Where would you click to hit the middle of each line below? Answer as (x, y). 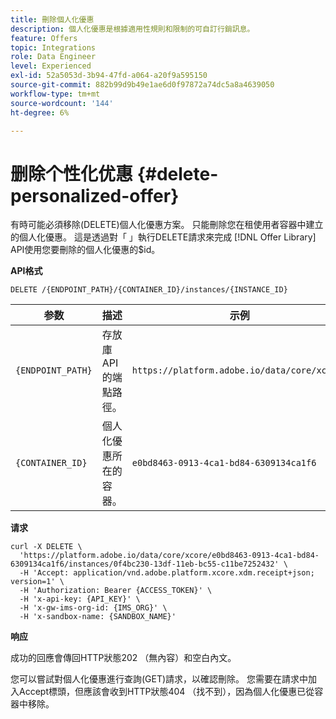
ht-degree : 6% (40, 112)
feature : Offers (44, 38)
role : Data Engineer (53, 57)
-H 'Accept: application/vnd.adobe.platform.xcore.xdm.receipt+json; (167, 573)
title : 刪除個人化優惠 (52, 19)
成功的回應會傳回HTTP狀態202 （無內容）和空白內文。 (123, 658)
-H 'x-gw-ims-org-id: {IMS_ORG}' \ (93, 608)
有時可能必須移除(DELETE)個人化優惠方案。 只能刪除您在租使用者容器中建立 (167, 225)
